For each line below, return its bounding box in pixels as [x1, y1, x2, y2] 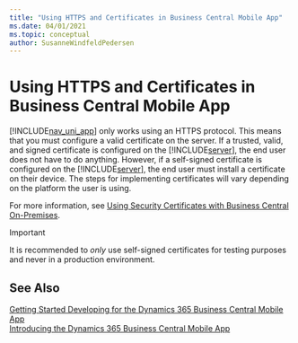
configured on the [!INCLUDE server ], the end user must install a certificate [9, 163, 285, 175]
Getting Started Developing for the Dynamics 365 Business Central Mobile [9, 304, 284, 314]
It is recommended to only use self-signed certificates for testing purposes [9, 244, 287, 256]
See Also [9, 280, 60, 295]
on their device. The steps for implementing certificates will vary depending [9, 173, 290, 184]
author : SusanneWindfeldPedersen [9, 38, 135, 48]
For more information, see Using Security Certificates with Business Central [9, 200, 289, 211]
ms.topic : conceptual [9, 30, 91, 39]
